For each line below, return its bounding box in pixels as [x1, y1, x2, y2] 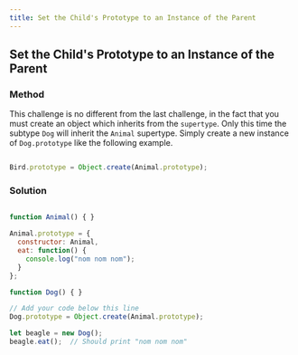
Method [9, 88, 45, 101]
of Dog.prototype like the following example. [9, 138, 173, 149]
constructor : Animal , [17, 237, 99, 247]
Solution [9, 185, 48, 197]
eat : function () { [17, 246, 88, 255]
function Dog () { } [9, 287, 83, 297]
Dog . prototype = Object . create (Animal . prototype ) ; [9, 312, 204, 321]
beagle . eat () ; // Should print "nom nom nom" [9, 337, 188, 347]
